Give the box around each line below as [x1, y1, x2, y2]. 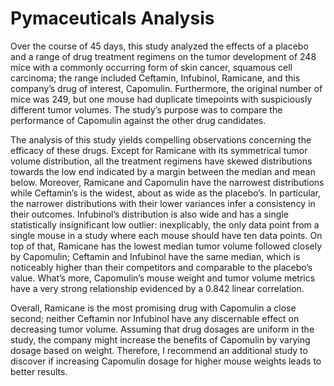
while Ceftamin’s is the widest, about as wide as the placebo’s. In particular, [10, 187, 321, 199]
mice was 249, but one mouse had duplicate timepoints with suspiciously [10, 93, 313, 105]
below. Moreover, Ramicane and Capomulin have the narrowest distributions [10, 176, 325, 188]
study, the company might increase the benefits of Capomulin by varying [10, 333, 311, 346]
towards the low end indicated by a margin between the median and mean [10, 165, 316, 177]
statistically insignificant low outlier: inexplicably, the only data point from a [10, 218, 320, 231]
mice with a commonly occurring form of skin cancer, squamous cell [10, 61, 293, 73]
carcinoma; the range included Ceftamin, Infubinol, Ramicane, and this [10, 72, 301, 84]
